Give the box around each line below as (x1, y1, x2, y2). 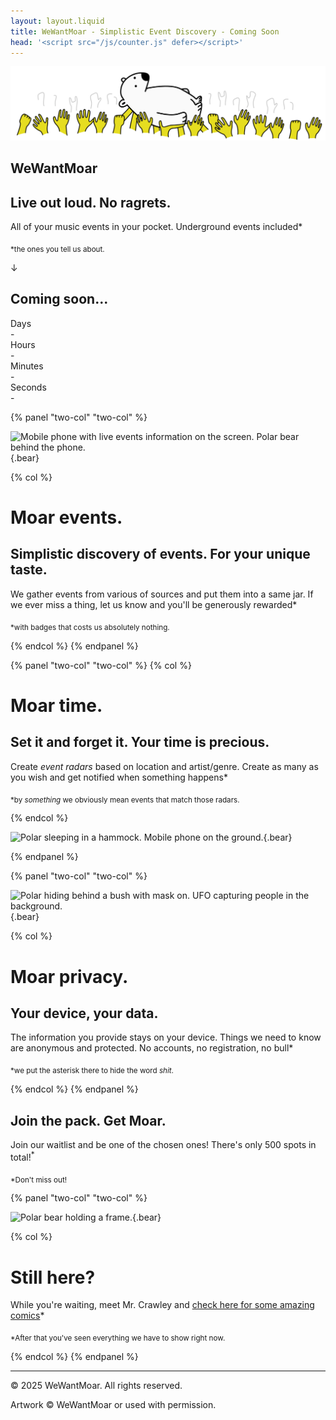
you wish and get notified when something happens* (10, 771, 228, 783)
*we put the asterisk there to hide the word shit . (10, 1066, 174, 1076)
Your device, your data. (10, 1005, 159, 1022)
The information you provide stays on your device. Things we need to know (10, 1031, 322, 1044)
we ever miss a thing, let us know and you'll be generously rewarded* (10, 598, 298, 610)
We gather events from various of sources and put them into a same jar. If (10, 588, 314, 600)
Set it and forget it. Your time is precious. (10, 734, 270, 751)
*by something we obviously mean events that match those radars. (10, 795, 240, 805)
